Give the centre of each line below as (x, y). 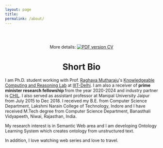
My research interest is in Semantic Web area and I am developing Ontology (81, 126)
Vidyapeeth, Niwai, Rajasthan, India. (41, 116)
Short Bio (81, 67)
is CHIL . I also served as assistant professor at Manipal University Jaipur (77, 96)
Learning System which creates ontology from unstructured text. (70, 131)
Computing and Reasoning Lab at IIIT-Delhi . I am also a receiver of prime (78, 85)
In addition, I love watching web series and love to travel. (62, 140)
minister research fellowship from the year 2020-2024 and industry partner (81, 91)
